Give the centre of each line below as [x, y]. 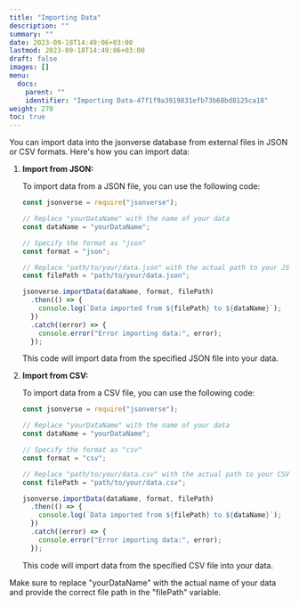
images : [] [29, 68]
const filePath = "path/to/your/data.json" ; [106, 276]
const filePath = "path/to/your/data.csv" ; [104, 482]
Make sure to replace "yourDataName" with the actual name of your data [143, 582]
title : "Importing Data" [55, 17]
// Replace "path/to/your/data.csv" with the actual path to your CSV [156, 474]
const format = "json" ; [66, 251]
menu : [19, 76]
